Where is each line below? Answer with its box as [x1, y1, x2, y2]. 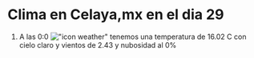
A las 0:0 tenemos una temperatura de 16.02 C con [18, 32, 247, 41]
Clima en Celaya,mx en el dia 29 [7, 6, 225, 24]
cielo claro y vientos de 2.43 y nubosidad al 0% [18, 40, 177, 49]
